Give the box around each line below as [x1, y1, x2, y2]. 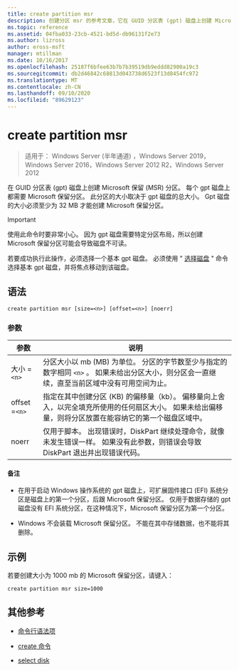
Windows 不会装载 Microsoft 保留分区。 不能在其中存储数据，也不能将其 [17, 519, 230, 528]
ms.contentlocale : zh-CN [7, 83, 81, 90]
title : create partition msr [7, 10, 94, 18]
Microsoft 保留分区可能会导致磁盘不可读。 [7, 239, 131, 247]
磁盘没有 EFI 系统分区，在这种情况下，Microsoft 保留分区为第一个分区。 [17, 504, 229, 513]
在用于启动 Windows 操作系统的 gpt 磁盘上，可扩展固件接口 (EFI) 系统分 [17, 486, 229, 495]
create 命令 [17, 642, 51, 650]
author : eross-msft [7, 43, 65, 51]
